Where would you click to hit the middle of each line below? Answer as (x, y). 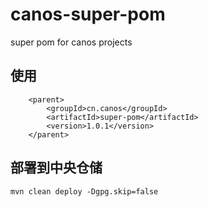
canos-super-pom (88, 14)
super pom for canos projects (71, 42)
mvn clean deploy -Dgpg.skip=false (84, 191)
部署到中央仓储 (56, 168)
